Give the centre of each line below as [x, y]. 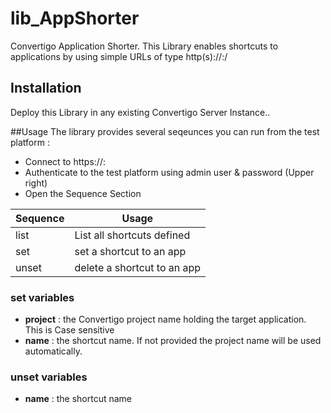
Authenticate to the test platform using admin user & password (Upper [169, 172]
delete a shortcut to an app [138, 267]
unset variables [49, 377]
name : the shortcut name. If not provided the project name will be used [173, 341]
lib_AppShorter [75, 18]
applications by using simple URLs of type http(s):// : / [119, 56]
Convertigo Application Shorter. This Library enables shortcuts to [144, 46]
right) [36, 183]
